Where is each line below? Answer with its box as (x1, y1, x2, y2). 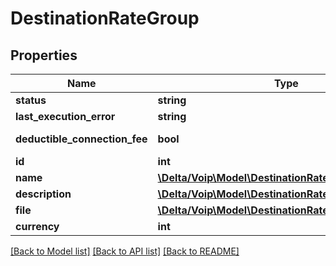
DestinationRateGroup (10, 7, 200, 30)
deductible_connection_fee (15, 132, 148, 146)
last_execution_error (15, 110, 116, 123)
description (15, 187, 72, 201)
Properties (10, 47, 78, 64)
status (15, 93, 47, 107)
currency (15, 220, 60, 233)
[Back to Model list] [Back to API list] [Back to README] (10, 245, 240, 257)
